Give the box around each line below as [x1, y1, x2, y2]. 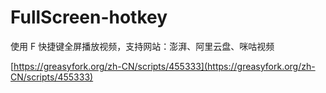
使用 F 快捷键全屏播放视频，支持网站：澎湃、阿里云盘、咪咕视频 [10, 40, 275, 52]
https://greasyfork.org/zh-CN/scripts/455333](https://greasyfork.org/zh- [13, 60, 316, 72]
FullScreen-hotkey [10, 6, 168, 29]
